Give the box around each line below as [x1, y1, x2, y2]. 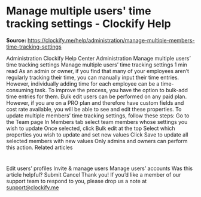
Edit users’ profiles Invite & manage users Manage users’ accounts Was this [6, 165, 193, 172]
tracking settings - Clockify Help [6, 17, 172, 31]
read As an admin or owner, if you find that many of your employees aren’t [6, 67, 190, 74]
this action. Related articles [6, 144, 73, 151]
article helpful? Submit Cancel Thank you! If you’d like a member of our [6, 171, 181, 178]
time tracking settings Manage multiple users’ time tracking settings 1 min [6, 61, 187, 68]
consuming [6, 86, 34, 93]
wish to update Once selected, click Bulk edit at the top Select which [6, 125, 175, 132]
